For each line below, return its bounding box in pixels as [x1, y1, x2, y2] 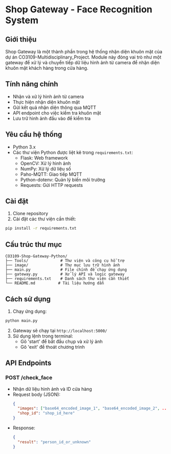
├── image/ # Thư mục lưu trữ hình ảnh [5, 263, 120, 268]
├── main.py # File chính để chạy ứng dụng [5, 267, 127, 273]
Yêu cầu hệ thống [5, 130, 62, 139]
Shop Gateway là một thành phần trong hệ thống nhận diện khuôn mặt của [5, 49, 163, 54]
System [5, 14, 39, 26]
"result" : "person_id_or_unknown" [17, 439, 91, 445]
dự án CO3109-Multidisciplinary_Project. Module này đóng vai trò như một [5, 54, 161, 60]
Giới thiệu [5, 35, 37, 44]
